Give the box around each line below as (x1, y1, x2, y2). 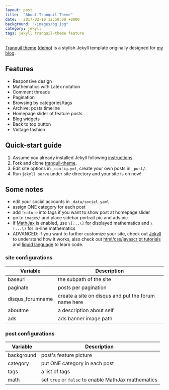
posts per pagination (57, 284, 107, 291)
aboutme (8, 307, 29, 314)
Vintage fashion (12, 126, 45, 132)
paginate (8, 284, 29, 291)
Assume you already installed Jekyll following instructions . (12, 155, 134, 161)
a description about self (57, 307, 114, 314)
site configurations (5, 254, 53, 261)
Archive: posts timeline (12, 105, 60, 111)
